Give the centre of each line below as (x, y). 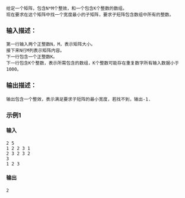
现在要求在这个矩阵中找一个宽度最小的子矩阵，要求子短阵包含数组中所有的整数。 (90, 15)
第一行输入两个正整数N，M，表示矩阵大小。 (51, 44)
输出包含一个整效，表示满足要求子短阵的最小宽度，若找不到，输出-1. (79, 99)
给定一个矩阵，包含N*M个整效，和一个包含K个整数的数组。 (67, 8)
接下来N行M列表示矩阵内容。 (36, 51)
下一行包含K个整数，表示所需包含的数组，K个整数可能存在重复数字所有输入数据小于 (93, 63)
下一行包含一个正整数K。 (32, 57)
